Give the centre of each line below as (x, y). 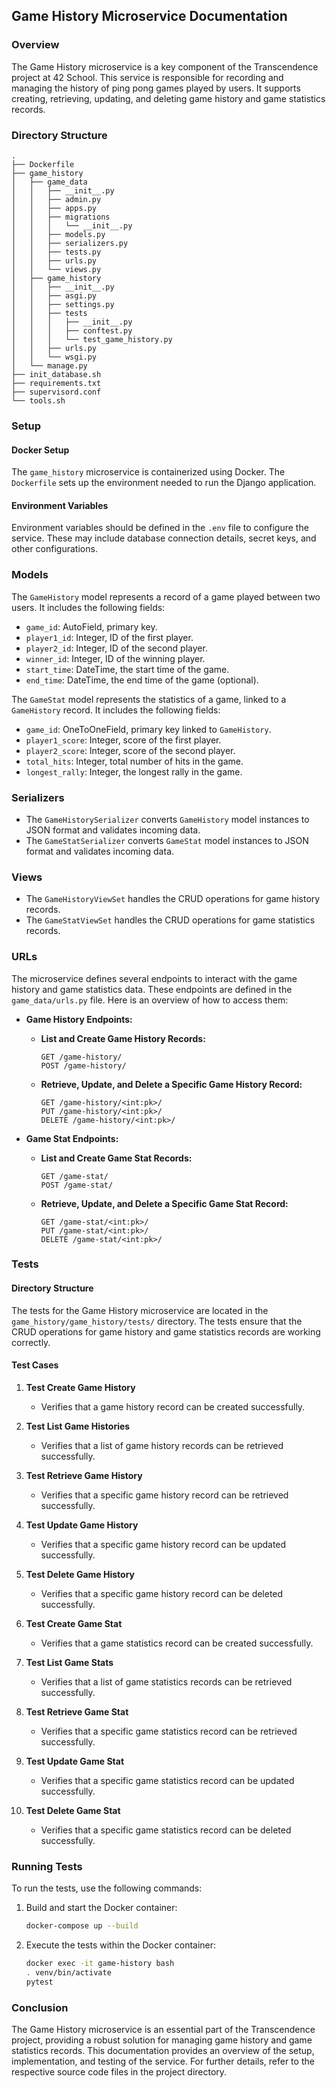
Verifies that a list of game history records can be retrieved (162, 1445)
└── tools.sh (38, 400)
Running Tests (47, 1866)
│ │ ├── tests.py (56, 252)
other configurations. (54, 549)
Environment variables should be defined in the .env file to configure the (160, 528)
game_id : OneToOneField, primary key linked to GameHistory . (148, 729)
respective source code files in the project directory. (119, 2071)
